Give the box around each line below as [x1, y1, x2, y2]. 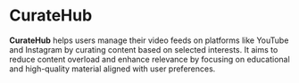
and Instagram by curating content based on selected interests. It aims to [9, 44, 278, 54]
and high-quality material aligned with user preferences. [9, 63, 216, 74]
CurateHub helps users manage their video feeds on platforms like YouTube [9, 35, 289, 46]
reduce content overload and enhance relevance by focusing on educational [9, 54, 290, 64]
